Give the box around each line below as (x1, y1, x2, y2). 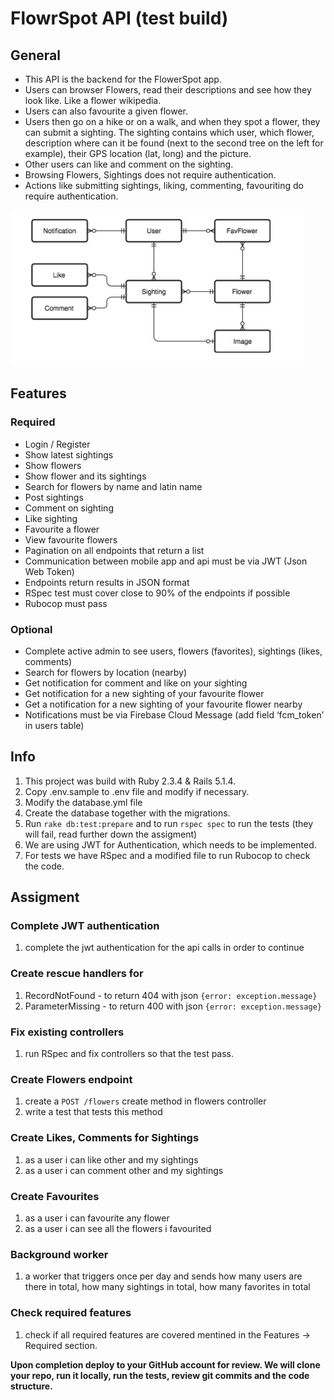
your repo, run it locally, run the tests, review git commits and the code (10, 1369, 310, 1381)
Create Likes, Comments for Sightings (10, 1131, 200, 1145)
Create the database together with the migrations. (24, 807, 231, 819)
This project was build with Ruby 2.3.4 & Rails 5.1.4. (24, 775, 237, 787)
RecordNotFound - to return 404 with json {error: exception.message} (24, 989, 318, 1001)
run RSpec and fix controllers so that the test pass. (24, 1048, 235, 1060)
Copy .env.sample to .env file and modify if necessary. (24, 785, 250, 797)
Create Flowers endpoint (10, 1073, 133, 1086)
